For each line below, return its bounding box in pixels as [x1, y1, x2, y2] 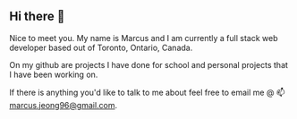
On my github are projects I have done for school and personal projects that [9, 59, 289, 70]
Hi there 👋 [9, 9, 65, 24]
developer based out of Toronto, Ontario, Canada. [9, 42, 193, 53]
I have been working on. [9, 69, 98, 80]
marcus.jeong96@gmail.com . [9, 99, 118, 110]
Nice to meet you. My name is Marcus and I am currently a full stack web [9, 32, 278, 43]
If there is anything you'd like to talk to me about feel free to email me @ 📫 [9, 87, 285, 98]
